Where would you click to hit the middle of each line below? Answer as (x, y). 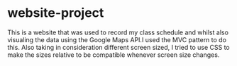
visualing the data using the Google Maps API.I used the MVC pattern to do (117, 39)
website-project (56, 13)
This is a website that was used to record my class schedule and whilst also (118, 32)
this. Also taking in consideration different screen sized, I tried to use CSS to (118, 47)
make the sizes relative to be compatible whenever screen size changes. (114, 55)
